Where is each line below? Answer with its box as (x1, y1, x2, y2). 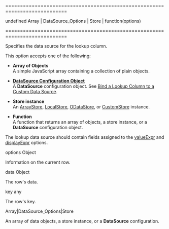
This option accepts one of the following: (5, 53, 91, 59)
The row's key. (5, 199, 37, 204)
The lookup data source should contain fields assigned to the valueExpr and (5, 134, 164, 140)
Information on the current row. (5, 159, 71, 165)
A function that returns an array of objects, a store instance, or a (12, 119, 147, 125)
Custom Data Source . (12, 89, 58, 94)
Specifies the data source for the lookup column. (5, 43, 108, 49)
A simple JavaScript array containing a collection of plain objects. (12, 68, 150, 74)
